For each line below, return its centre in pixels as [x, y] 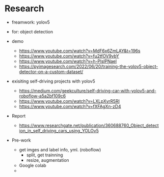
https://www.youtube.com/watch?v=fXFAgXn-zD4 [70, 106]
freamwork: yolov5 [31, 22]
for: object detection [32, 31]
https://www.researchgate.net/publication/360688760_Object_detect [89, 125]
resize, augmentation [48, 160]
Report [18, 116]
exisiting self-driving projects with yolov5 [53, 81]
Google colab [33, 165]
